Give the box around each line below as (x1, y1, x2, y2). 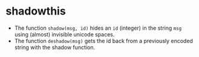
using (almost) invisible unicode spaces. (14, 30, 115, 38)
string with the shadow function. (14, 44, 95, 51)
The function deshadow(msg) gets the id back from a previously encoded (14, 37, 193, 44)
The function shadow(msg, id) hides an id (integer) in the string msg (14, 24, 182, 32)
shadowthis (5, 4, 66, 18)
